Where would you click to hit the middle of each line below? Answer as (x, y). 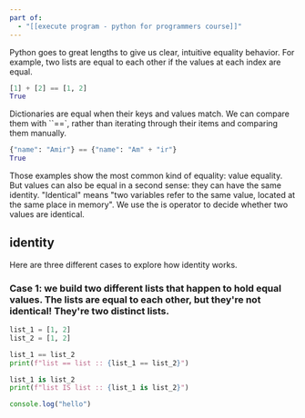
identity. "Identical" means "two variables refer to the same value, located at (152, 195)
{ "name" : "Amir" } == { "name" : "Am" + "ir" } (93, 150)
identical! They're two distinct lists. (90, 311)
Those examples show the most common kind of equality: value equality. (146, 175)
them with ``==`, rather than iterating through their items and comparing (144, 124)
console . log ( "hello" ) (51, 404)
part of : (26, 18)
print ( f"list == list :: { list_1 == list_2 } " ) (99, 363)
